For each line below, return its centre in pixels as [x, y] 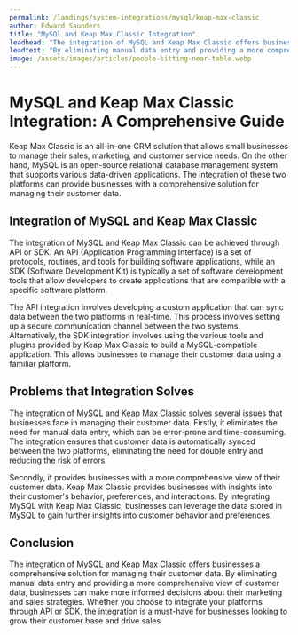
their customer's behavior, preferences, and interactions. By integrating [140, 496]
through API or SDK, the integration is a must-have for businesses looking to [149, 611]
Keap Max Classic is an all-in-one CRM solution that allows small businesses [149, 146]
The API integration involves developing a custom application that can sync [146, 306]
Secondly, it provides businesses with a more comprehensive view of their [145, 477]
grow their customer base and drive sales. [86, 621]
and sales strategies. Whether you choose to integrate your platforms [136, 602]
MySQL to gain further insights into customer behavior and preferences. [141, 515]
